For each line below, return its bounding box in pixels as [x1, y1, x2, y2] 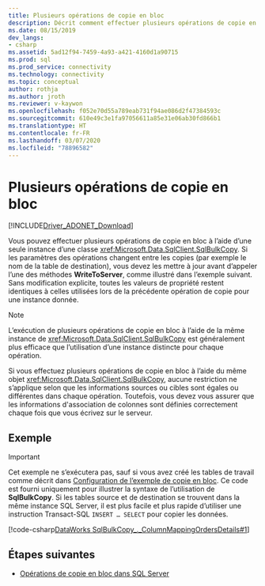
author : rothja [8, 85, 59, 93]
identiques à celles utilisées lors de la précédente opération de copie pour [8, 286, 250, 297]
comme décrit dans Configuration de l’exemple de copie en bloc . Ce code [8, 476, 248, 486]
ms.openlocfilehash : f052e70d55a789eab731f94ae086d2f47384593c [8, 108, 221, 115]
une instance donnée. [8, 295, 79, 304]
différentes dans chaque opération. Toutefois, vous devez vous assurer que [8, 391, 255, 401]
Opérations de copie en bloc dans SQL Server [19, 569, 170, 578]
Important [8, 452, 40, 462]
